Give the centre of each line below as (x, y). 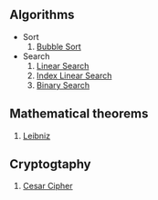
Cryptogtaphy (50, 164)
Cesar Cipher (47, 186)
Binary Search (63, 85)
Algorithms (42, 15)
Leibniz (37, 135)
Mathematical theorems (79, 114)
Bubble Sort (59, 46)
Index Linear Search (74, 75)
